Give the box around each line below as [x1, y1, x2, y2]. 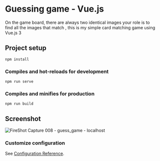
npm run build [5, 101, 34, 107]
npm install [5, 57, 29, 62]
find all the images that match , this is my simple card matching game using [5, 24, 156, 30]
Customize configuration [5, 140, 65, 146]
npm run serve [5, 79, 34, 84]
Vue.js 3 [5, 30, 22, 36]
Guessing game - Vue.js [5, 3, 104, 15]
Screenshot [5, 114, 41, 123]
